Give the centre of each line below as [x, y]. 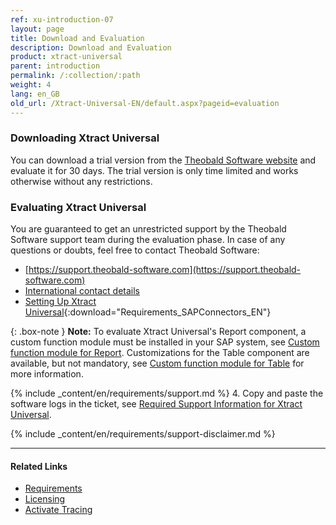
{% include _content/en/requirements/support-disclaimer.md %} [143, 434]
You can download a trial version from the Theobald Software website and [163, 160]
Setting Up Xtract [60, 302]
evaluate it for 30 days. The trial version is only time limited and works [154, 170]
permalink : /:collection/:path [75, 76]
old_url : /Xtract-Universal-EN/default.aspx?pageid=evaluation [145, 103]
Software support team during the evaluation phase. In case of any [148, 240]
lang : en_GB [35, 94]
